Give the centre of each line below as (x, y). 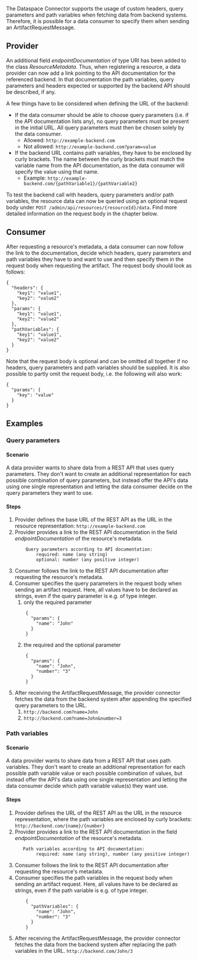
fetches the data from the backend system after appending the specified (103, 699)
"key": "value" (35, 395)
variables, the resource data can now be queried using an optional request (97, 201)
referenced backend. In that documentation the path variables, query (90, 79)
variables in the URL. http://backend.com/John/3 (74, 951)
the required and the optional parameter (72, 645)
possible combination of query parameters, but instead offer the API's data (97, 481)
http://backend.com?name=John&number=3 (73, 719)
